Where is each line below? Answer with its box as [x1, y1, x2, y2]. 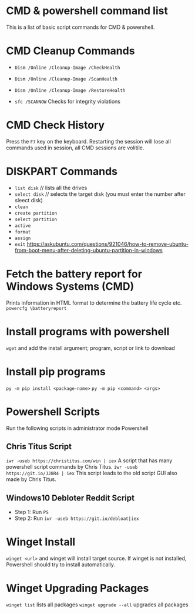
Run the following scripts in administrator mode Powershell [6, 425, 149, 432]
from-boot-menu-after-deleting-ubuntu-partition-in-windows [14, 246, 163, 253]
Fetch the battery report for [6, 267, 143, 281]
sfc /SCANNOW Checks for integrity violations [14, 98, 120, 105]
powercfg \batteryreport [6, 305, 67, 311]
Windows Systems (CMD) [6, 279, 135, 293]
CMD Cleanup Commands [6, 44, 135, 58]
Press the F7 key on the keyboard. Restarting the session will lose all [6, 138, 172, 145]
